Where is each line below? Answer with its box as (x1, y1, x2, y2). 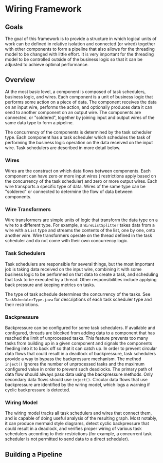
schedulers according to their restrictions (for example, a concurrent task (5, 431, 152, 437)
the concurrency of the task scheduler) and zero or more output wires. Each (5, 178, 158, 184)
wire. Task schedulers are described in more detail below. (5, 145, 121, 151)
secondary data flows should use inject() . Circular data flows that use (5, 377, 148, 382)
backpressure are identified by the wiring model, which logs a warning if (5, 382, 150, 387)
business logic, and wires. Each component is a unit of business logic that (5, 94, 153, 99)
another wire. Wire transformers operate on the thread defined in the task (5, 232, 152, 238)
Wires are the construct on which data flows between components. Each (5, 168, 151, 174)
